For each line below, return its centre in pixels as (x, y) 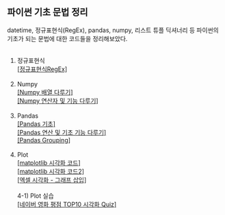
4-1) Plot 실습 (36, 195)
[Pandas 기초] (36, 124)
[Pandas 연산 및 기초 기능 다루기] (62, 132)
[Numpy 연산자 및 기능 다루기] (57, 101)
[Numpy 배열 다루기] (45, 92)
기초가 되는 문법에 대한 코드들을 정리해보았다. (67, 38)
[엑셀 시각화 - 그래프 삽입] (52, 179)
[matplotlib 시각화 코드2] (50, 171)
